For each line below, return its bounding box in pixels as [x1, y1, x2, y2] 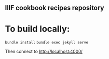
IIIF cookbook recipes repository [5, 4, 105, 12]
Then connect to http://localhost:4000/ [5, 48, 83, 55]
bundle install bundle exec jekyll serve [5, 40, 88, 45]
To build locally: [5, 23, 70, 34]
